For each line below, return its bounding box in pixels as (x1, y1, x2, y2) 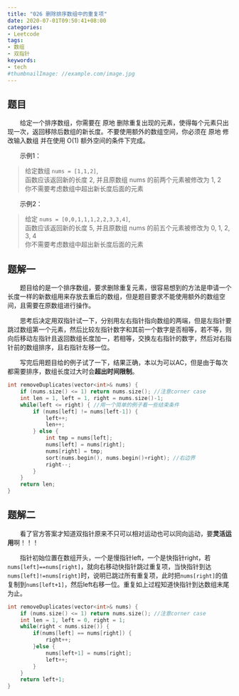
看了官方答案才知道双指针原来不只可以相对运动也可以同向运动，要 (19, 529, 213, 538)
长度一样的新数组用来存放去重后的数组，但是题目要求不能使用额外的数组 (7, 292, 219, 301)
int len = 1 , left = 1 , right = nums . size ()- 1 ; (20, 394, 164, 401)
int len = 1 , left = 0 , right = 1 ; (20, 616, 126, 624)
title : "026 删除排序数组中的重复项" (7, 10, 107, 18)
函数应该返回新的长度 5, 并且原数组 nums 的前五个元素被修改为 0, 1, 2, (24, 224, 230, 232)
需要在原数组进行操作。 (26, 301, 95, 310)
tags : (7, 37, 23, 44)
